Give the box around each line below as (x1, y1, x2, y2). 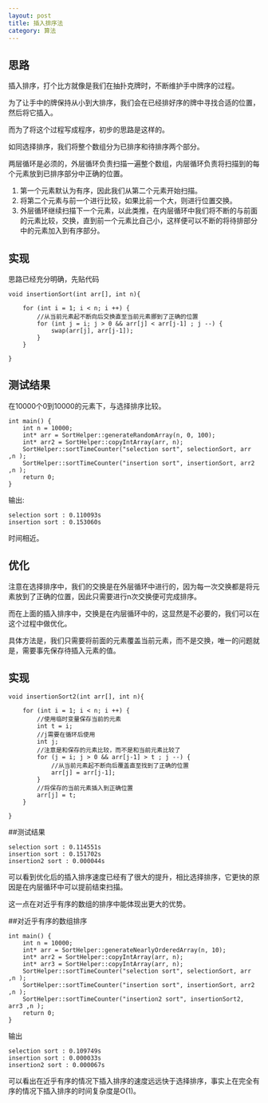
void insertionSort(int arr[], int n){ (8, 290, 141, 298)
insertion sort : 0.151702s (8, 850, 102, 858)
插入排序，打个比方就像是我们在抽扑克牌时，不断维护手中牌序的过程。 (8, 81, 239, 90)
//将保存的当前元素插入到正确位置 (37, 785, 133, 793)
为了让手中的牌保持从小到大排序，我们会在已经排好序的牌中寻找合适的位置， (8, 98, 260, 108)
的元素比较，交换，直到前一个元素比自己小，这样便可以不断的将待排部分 (19, 216, 258, 226)
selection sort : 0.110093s (8, 511, 102, 519)
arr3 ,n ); (8, 1002, 45, 1010)
